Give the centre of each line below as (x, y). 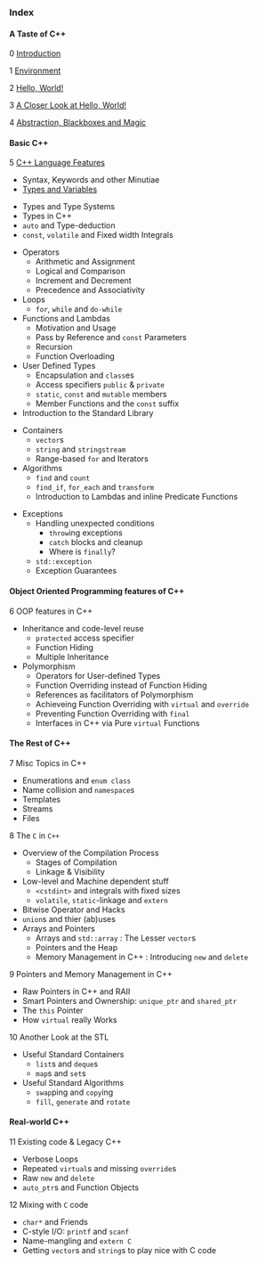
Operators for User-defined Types (98, 675)
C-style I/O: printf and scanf (75, 1231)
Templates (41, 799)
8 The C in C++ (35, 836)
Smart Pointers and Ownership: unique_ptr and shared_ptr (129, 1000)
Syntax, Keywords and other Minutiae (91, 180)
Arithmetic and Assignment (85, 262)
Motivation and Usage (76, 328)
